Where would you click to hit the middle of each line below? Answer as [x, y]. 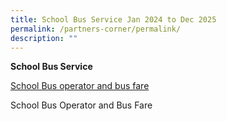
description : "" [44, 38]
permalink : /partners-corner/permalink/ [96, 29]
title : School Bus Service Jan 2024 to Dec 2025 [113, 19]
